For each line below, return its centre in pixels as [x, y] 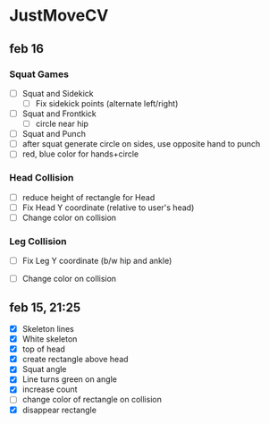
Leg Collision [38, 241]
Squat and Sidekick [58, 93]
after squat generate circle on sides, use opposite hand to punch [141, 144]
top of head [43, 349]
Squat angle [44, 369]
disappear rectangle [59, 410]
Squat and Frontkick [59, 114]
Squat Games [39, 74]
